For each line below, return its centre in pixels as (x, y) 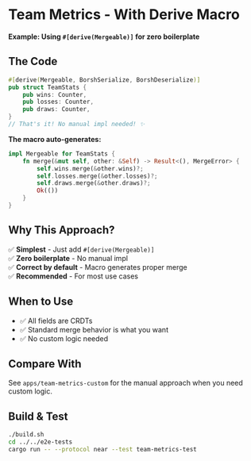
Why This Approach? (62, 230)
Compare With (45, 364)
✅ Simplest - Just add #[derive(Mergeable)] (81, 249)
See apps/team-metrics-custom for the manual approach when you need (126, 383)
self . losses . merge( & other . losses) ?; (97, 176)
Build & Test (38, 416)
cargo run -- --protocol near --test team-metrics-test (102, 449)
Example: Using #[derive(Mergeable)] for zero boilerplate (104, 36)
